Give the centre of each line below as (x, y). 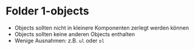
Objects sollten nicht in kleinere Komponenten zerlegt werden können (102, 28)
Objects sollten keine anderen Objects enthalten (74, 34)
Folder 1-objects (47, 11)
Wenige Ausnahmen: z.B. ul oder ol (59, 40)
